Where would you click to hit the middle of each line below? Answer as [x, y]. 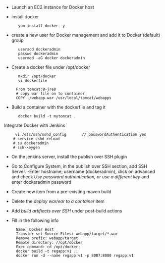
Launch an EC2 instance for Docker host [53, 7]
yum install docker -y [41, 26]
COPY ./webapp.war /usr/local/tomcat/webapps [64, 98]
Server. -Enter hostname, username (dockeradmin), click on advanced [83, 171]
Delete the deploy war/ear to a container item [58, 201]
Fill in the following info [35, 220]
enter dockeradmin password [41, 182]
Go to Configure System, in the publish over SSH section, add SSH [79, 166]
